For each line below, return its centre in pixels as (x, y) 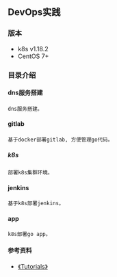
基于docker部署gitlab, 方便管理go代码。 (61, 140)
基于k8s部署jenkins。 (36, 204)
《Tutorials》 (33, 266)
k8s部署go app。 (29, 235)
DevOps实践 (34, 12)
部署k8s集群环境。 (30, 172)
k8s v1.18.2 (33, 49)
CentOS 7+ (33, 56)
